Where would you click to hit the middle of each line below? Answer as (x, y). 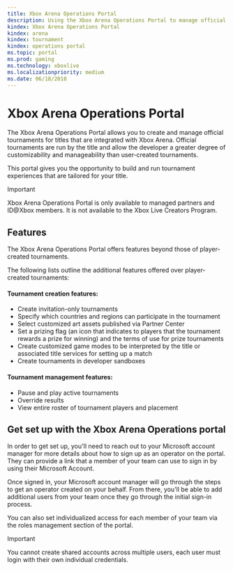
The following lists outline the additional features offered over (95, 270)
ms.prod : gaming (31, 59)
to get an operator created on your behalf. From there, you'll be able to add (115, 489)
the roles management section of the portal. (70, 526)
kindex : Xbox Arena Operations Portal (63, 27)
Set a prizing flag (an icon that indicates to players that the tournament (119, 331)
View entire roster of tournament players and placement (98, 407)
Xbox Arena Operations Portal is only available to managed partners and (111, 203)
